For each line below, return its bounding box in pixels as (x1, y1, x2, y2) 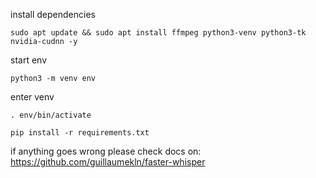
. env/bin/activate (10, 110, 92, 120)
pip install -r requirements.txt (10, 128, 150, 138)
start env (10, 54, 48, 66)
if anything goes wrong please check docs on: (10, 145, 202, 157)
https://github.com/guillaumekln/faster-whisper (10, 156, 206, 168)
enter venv (10, 91, 55, 103)
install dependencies (10, 9, 96, 20)
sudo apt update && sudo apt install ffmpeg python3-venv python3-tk (10, 28, 307, 38)
